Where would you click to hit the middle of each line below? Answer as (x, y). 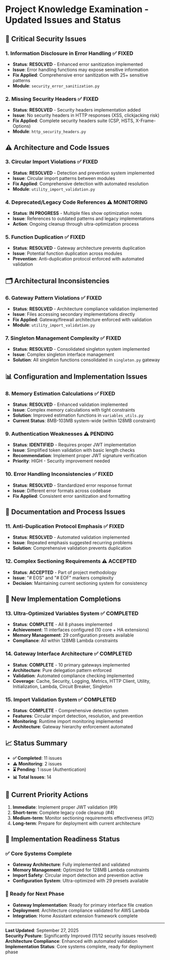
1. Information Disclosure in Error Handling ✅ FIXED (69, 53)
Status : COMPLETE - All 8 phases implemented (62, 624)
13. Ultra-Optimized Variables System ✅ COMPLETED (72, 613)
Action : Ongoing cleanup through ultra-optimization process (76, 224)
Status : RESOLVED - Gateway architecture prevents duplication (79, 248)
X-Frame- (146, 121)
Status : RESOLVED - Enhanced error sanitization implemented (78, 64)
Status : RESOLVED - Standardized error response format (72, 485)
